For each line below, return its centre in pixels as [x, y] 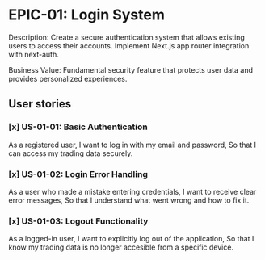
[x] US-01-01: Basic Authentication [78, 127]
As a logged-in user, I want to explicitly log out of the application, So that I [131, 239]
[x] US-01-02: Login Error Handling [78, 174]
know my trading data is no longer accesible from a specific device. [121, 247]
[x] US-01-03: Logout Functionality [78, 221]
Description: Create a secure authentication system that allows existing [126, 37]
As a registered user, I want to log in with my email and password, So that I [132, 145]
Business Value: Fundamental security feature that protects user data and [130, 69]
